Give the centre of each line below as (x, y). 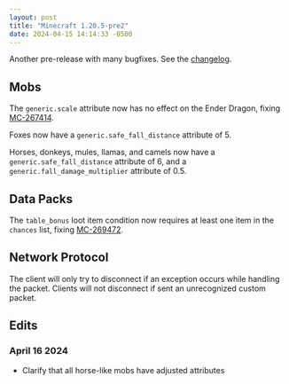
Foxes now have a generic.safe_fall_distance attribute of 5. (121, 135)
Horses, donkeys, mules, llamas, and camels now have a (112, 153)
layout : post (33, 17)
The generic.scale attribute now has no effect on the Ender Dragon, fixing (145, 108)
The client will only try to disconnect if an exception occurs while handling (144, 278)
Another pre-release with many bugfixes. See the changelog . (121, 59)
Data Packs (41, 199)
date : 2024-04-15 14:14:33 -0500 (71, 34)
